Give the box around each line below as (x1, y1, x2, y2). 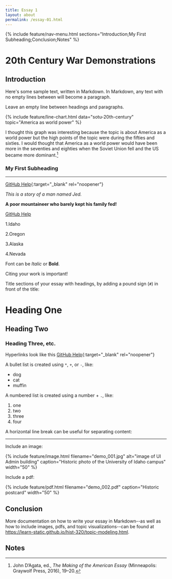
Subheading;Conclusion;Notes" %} (5, 36, 79, 43)
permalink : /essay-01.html (5, 17, 63, 22)
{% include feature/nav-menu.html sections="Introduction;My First (5, 31, 146, 37)
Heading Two (5, 324, 49, 333)
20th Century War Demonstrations (5, 54, 156, 66)
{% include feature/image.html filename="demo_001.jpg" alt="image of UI (5, 453, 161, 459)
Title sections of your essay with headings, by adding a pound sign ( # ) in (5, 281, 159, 287)
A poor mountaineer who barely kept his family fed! (5, 201, 117, 207)
